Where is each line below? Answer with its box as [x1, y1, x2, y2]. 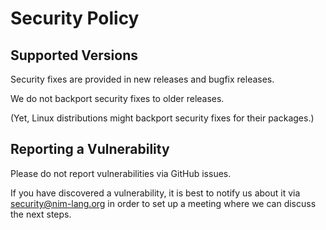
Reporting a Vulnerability [10, 141, 170, 158]
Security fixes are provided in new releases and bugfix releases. [10, 73, 275, 85]
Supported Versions [10, 47, 138, 64]
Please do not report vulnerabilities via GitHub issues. [10, 167, 232, 179]
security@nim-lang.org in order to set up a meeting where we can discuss [10, 197, 317, 209]
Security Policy [10, 7, 140, 30]
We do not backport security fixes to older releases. [10, 93, 225, 104]
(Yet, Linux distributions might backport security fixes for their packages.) [10, 112, 315, 124]
